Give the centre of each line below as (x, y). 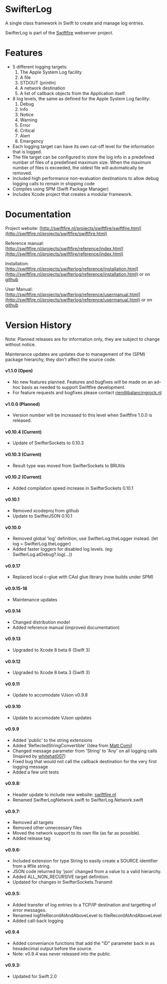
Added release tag (31, 839)
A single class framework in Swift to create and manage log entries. (75, 23)
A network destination (42, 88)
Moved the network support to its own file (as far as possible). (76, 833)
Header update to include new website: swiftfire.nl (64, 795)
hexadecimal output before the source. (52, 949)
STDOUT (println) (38, 82)
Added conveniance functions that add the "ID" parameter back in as (83, 943)
